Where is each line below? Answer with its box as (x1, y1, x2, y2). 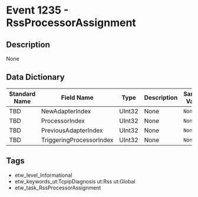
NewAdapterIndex (41, 107, 91, 115)
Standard (9, 90, 36, 98)
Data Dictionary (6, 72, 65, 83)
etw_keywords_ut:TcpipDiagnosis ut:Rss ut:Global (14, 178, 136, 185)
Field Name (61, 93, 94, 101)
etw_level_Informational (14, 172, 72, 179)
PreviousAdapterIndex (41, 126, 103, 134)
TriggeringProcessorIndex (41, 136, 114, 144)
